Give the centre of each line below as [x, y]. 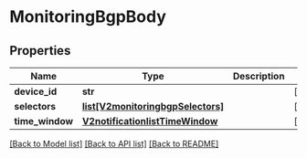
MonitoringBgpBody [88, 17]
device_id [36, 91]
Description [259, 76]
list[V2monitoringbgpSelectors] [153, 106]
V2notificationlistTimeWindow [150, 121]
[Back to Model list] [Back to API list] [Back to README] [114, 144]
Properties [40, 51]
